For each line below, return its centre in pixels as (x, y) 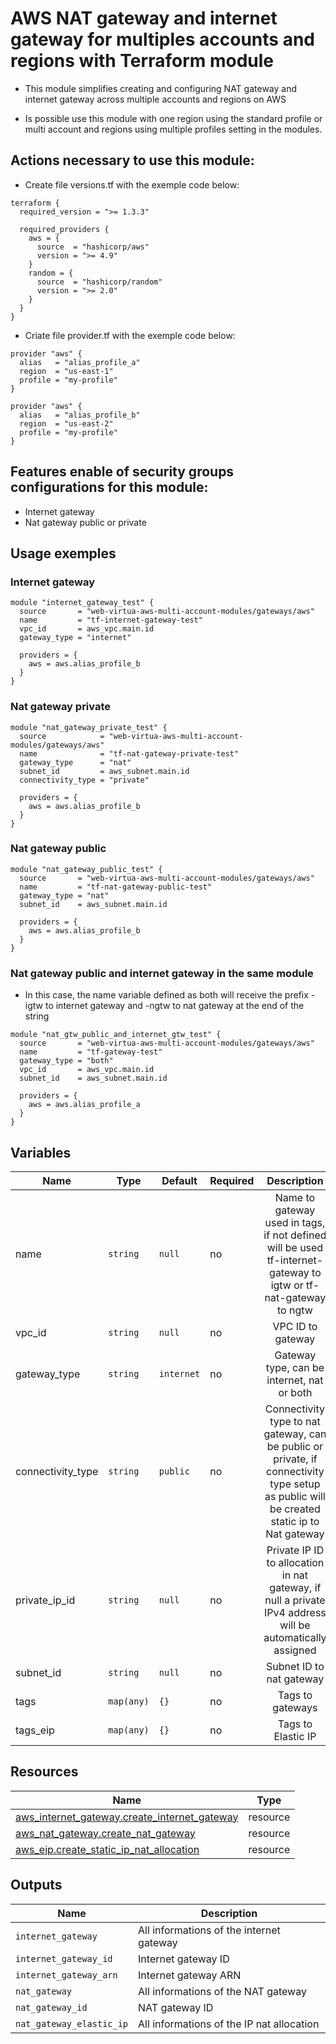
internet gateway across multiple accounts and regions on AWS (155, 99)
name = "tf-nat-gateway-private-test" (129, 753)
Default (179, 1180)
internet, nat (295, 1380)
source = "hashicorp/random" (99, 282)
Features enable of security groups (122, 472)
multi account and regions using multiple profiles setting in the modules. (173, 129)
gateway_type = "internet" (75, 638)
